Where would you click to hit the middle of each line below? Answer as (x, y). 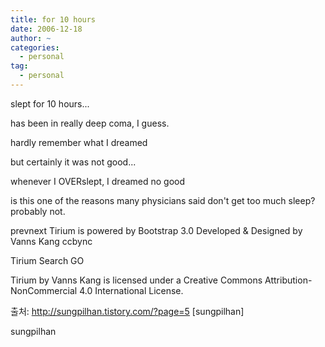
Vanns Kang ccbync (51, 241)
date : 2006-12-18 (46, 29)
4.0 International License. (131, 290)
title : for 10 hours (53, 19)
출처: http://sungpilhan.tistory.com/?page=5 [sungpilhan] (127, 311)
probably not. (38, 211)
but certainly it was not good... (73, 162)
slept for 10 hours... (50, 103)
